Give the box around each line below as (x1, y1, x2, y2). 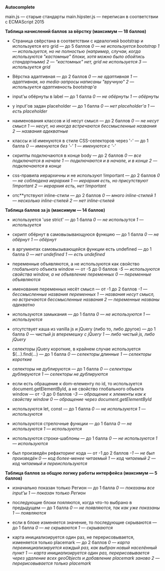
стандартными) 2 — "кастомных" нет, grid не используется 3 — (12, 59, 147, 64)
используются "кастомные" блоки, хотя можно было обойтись (12, 54, 145, 59)
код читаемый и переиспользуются (12, 460, 87, 466)
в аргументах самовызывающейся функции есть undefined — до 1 (12, 246, 152, 252)
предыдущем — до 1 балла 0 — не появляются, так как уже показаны (12, 505, 160, 511)
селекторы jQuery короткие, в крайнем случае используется (12, 346, 141, 352)
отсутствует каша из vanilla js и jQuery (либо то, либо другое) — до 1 (12, 326, 156, 332)
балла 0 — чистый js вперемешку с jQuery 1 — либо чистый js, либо (12, 331, 155, 337)
